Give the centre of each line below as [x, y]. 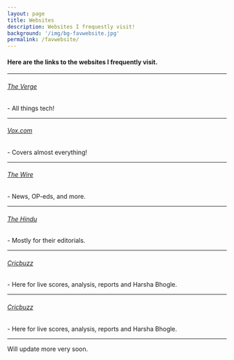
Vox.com [20, 130]
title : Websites [31, 20]
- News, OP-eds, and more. [46, 196]
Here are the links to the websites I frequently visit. [83, 62]
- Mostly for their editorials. [46, 241]
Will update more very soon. [48, 349]
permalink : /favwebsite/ [43, 40]
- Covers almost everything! [47, 152]
